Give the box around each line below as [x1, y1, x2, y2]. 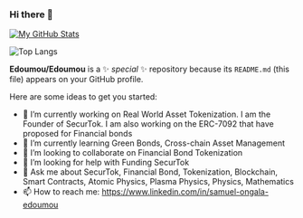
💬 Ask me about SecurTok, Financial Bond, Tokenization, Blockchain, [22, 166, 279, 177]
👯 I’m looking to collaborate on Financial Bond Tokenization [22, 147, 243, 158]
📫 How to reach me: [22, 186, 100, 197]
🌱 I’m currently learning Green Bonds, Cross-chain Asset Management [22, 137, 285, 148]
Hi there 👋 [9, 8, 54, 21]
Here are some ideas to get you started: [9, 91, 158, 102]
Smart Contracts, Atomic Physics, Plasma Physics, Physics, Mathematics [22, 176, 294, 187]
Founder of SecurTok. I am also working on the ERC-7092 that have [22, 118, 274, 129]
